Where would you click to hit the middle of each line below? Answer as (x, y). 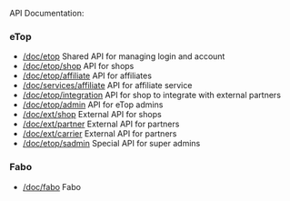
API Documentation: (47, 13)
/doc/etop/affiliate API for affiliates (87, 75)
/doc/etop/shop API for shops (78, 66)
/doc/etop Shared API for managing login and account (124, 56)
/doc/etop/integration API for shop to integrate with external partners (152, 95)
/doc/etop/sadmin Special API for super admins (111, 144)
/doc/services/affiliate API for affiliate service (107, 85)
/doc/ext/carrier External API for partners (100, 134)
